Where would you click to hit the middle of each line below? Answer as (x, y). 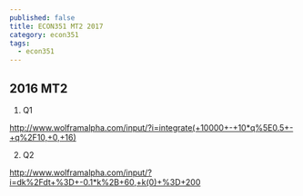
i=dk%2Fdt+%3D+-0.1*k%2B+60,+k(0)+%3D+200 (105, 181)
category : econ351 (44, 34)
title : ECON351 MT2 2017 (56, 26)
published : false (42, 18)
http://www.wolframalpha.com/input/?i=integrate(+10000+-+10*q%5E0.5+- (151, 127)
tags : (20, 43)
